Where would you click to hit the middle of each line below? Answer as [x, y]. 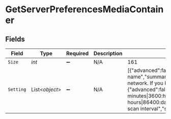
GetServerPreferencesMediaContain [84, 9]
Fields [15, 39]
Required [77, 53]
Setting [17, 90]
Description [108, 53]
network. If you [145, 83]
